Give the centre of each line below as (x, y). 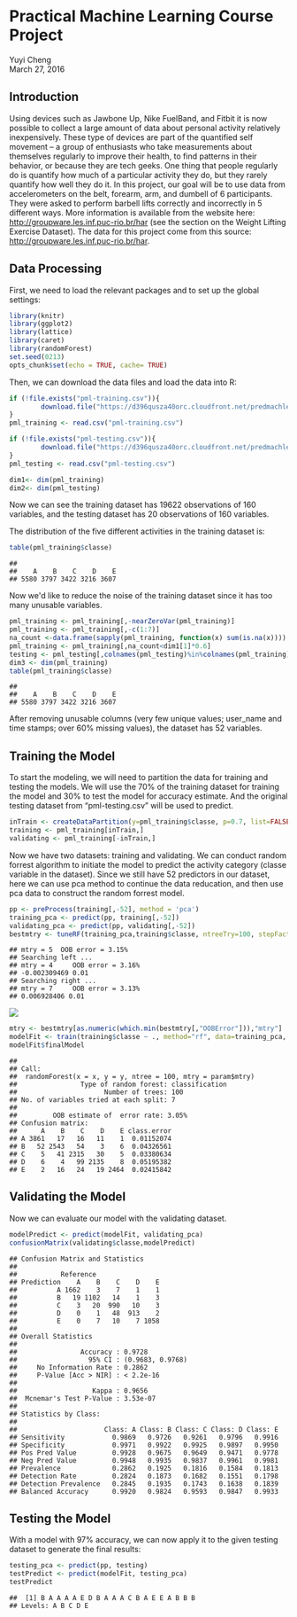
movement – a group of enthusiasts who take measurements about (131, 146)
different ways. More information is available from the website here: (132, 212)
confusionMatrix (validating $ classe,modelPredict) (103, 1243)
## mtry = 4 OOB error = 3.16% (75, 965)
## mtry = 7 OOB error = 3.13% (75, 989)
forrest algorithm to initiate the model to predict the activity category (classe (148, 864)
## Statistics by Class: (55, 1414)
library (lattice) (41, 332)
